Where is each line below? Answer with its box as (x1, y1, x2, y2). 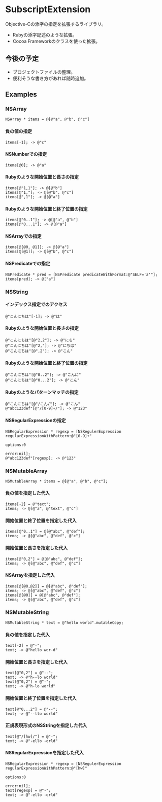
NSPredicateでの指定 (5, 260, 51, 267)
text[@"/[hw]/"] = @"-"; (5, 734, 58, 739)
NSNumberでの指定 (5, 151, 47, 157)
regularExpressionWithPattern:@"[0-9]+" (5, 433, 92, 438)
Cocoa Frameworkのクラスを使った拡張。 (12, 38, 101, 44)
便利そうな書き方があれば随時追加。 (12, 75, 89, 81)
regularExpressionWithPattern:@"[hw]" (5, 766, 87, 771)
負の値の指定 (5, 128, 32, 134)
